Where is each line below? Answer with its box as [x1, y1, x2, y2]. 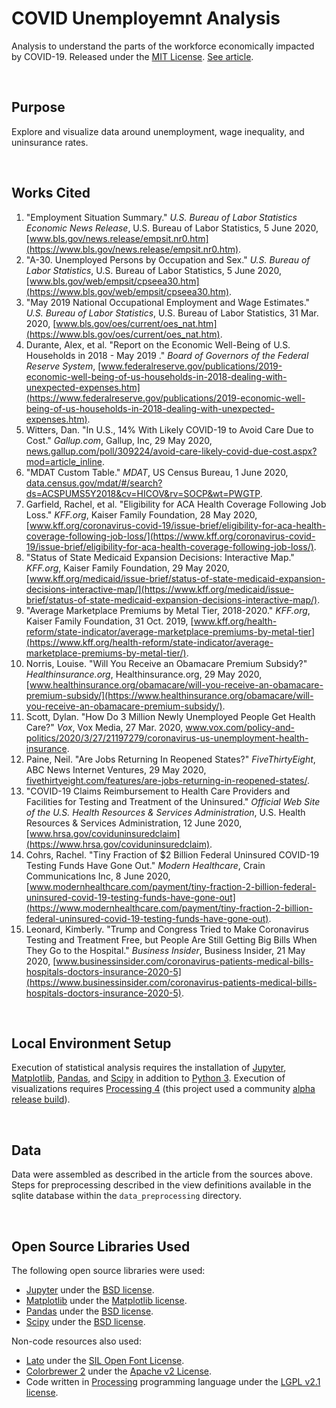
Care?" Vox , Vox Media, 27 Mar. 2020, [25, 721, 184, 733]
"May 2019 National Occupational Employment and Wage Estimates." [25, 296, 311, 308]
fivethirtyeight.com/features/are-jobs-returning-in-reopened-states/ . [25, 774, 310, 786]
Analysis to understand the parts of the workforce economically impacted [11, 40, 315, 52]
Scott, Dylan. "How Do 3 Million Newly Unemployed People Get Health [25, 710, 316, 722]
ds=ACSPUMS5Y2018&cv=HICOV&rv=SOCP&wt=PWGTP [25, 487, 261, 499]
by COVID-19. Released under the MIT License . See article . [11, 50, 254, 62]
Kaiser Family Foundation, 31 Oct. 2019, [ [25, 615, 194, 627]
